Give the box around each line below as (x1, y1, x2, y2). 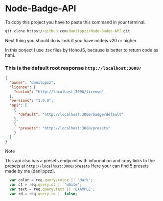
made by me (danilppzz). (5, 168, 55, 174)
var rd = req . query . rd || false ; (9, 191, 78, 196)
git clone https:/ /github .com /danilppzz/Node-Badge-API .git (5, 28, 131, 33)
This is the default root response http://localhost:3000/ (5, 64, 142, 71)
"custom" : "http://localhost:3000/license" (14, 89, 104, 94)
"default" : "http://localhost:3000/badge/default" (18, 112, 124, 117)
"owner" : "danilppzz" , (9, 80, 56, 85)
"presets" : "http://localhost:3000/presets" (18, 126, 111, 130)
